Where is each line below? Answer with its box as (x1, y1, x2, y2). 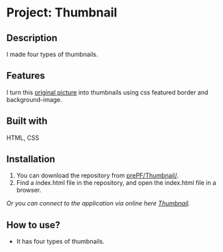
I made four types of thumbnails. (6, 50, 99, 58)
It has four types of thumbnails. (16, 238, 105, 246)
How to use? (6, 219, 61, 231)
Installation (6, 153, 55, 165)
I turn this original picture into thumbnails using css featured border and (6, 88, 209, 97)
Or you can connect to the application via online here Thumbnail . (6, 199, 190, 207)
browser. (16, 186, 42, 194)
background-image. (6, 95, 62, 103)
